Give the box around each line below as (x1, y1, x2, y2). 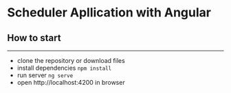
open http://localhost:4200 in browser (16, 79, 125, 86)
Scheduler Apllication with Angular (7, 5, 212, 21)
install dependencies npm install (16, 64, 112, 72)
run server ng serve (16, 71, 74, 79)
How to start (7, 32, 61, 44)
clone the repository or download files (16, 57, 125, 64)
